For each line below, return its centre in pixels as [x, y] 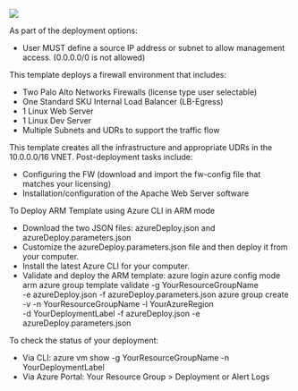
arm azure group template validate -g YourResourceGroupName [140, 285]
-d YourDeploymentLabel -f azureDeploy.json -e [111, 314]
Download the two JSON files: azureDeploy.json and [119, 228]
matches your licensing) [67, 184]
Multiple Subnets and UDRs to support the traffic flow [121, 130]
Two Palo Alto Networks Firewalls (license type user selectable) [140, 92]
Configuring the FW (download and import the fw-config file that [141, 174]
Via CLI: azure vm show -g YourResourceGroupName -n [126, 357]
